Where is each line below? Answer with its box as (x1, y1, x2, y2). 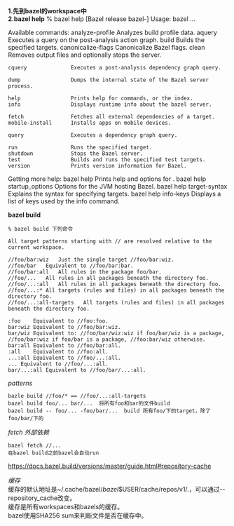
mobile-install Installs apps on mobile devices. (8, 119, 172, 126)
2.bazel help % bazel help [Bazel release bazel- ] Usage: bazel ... (8, 15, 195, 23)
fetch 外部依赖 (8, 428, 50, 436)
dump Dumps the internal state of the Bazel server (8, 76, 209, 83)
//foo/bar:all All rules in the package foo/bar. (8, 269, 162, 276)
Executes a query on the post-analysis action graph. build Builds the (8, 36, 205, 44)
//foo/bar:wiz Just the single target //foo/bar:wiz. (8, 256, 174, 263)
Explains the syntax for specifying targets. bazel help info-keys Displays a (8, 189, 221, 198)
